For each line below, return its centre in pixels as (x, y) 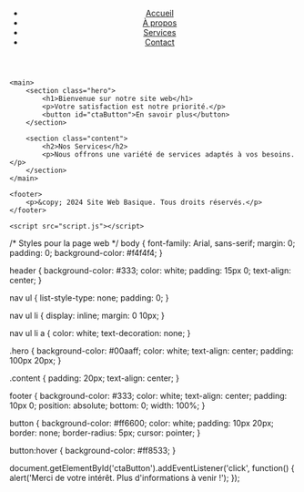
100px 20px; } (35, 360)
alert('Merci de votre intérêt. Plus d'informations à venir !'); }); (125, 478)
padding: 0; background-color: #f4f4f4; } (86, 253)
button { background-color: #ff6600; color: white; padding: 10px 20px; (142, 423)
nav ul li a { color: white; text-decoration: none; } (100, 333)
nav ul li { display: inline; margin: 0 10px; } (87, 315)
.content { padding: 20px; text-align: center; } (95, 378)
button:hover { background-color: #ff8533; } (92, 451)
